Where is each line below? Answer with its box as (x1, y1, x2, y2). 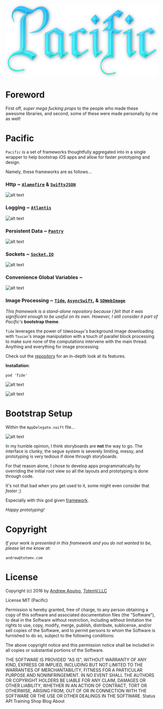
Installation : (5, 362, 30, 368)
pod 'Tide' (5, 373, 28, 378)
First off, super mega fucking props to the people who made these (5, 105, 138, 111)
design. (5, 159, 21, 165)
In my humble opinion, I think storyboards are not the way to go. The (5, 443, 143, 449)
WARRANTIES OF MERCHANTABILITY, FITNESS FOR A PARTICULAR (5, 667, 143, 673)
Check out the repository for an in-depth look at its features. (5, 353, 126, 359)
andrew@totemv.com (5, 555, 43, 560)
